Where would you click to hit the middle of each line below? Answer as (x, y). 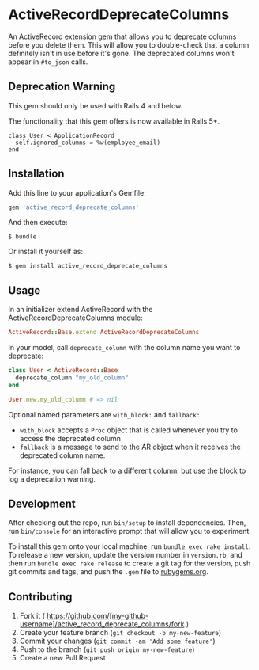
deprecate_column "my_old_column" (72, 378)
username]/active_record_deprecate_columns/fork (102, 624)
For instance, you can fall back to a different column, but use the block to (127, 470)
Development (42, 504)
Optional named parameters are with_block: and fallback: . (105, 414)
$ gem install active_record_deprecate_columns (88, 266)
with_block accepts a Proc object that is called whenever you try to (129, 430)
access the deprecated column (70, 438)
